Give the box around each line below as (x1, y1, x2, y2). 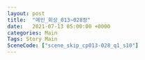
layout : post (7, 10, 45, 17)
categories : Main (7, 29, 58, 37)
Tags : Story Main (7, 36, 58, 43)
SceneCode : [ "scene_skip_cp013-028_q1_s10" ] (7, 42, 139, 49)
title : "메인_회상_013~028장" (7, 17, 91, 23)
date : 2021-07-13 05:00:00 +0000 (7, 23, 111, 30)
